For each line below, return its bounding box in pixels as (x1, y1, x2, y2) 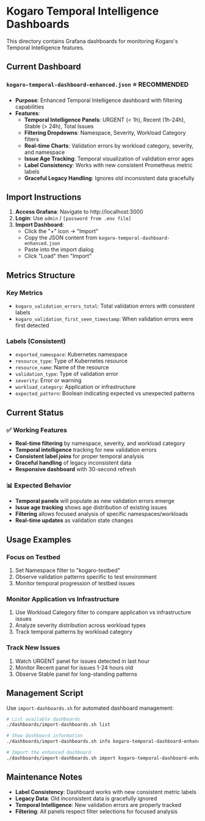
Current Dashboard (6, 62, 81, 72)
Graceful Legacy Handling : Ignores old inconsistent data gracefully (24, 174, 195, 181)
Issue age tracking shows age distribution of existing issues (15, 504, 167, 511)
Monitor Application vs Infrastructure (6, 595, 120, 604)
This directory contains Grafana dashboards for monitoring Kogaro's (6, 37, 178, 45)
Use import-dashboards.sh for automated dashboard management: (6, 704, 174, 712)
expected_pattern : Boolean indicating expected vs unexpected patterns (15, 389, 195, 397)
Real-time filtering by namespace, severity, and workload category (15, 439, 185, 447)
